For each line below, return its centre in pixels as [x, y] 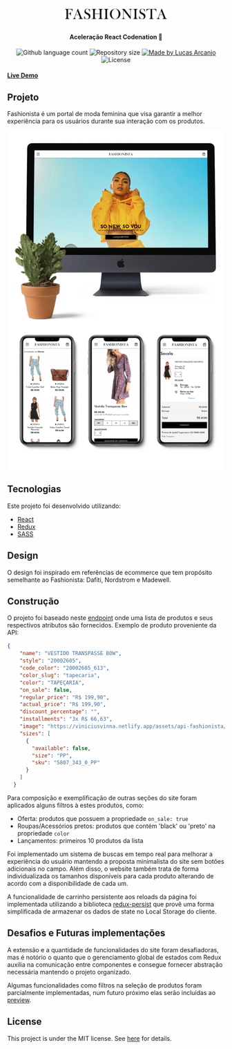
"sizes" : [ [35, 734]
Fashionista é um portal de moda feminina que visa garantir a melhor [105, 114]
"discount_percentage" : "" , [60, 712]
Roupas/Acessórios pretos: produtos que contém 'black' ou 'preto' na [116, 826]
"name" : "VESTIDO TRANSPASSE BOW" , [71, 654]
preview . [19, 1000]
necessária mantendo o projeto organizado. [69, 972]
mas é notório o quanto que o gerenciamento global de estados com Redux [114, 957]
